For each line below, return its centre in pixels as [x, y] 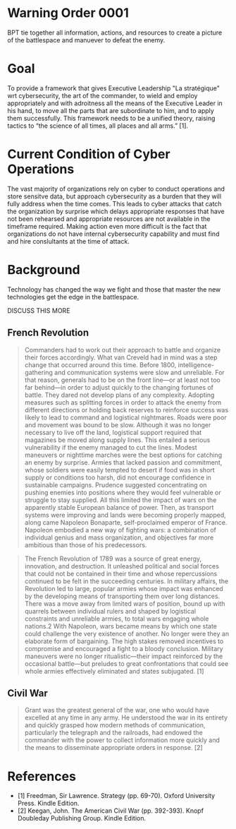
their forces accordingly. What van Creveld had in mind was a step [121, 357]
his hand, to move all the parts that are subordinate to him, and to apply [111, 110]
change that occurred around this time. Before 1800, [100, 364]
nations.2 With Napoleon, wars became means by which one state [120, 626]
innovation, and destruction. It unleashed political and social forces [122, 566]
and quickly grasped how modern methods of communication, [115, 725]
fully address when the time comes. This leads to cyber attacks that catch [114, 203]
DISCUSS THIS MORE [39, 310]
